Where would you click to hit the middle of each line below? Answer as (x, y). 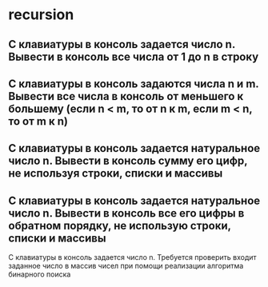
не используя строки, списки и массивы (116, 173)
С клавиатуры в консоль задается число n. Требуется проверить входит (133, 257)
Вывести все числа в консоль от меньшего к (126, 96)
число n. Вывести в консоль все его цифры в (126, 213)
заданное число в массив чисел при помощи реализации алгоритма (126, 266)
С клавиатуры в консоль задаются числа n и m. (134, 84)
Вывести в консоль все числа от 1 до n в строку (134, 56)
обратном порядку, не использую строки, (120, 225)
